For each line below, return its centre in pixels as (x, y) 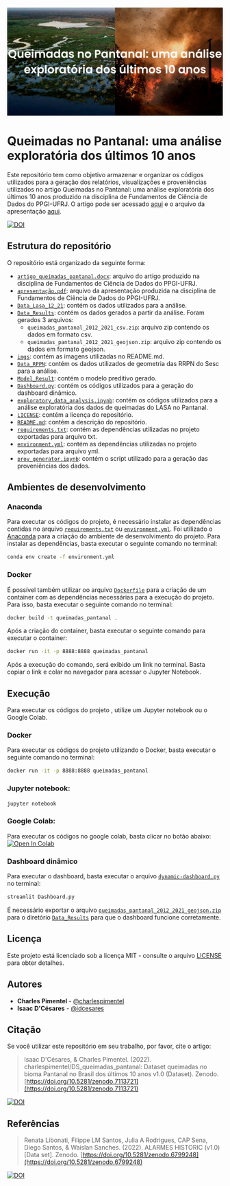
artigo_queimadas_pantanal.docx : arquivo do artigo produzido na (108, 276)
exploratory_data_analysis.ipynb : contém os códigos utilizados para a (117, 400)
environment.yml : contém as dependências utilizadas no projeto (107, 444)
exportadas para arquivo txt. (57, 436)
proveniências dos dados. (53, 466)
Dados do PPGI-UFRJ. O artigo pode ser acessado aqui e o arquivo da (106, 204)
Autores (25, 984)
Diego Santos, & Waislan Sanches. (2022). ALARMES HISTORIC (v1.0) (122, 1148)
